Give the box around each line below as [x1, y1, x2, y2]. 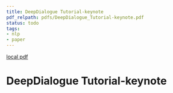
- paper [6, 37, 26, 43]
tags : [6, 25, 20, 32]
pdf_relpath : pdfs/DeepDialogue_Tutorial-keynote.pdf [6, 14, 145, 20]
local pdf [6, 53, 28, 60]
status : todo [6, 20, 39, 26]
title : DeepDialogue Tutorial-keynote [6, 8, 104, 15]
